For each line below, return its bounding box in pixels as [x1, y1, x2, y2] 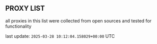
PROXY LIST [5, 4, 45, 13]
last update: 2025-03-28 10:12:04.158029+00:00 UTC [5, 33, 115, 39]
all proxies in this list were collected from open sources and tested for [5, 17, 152, 24]
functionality [5, 23, 32, 29]
